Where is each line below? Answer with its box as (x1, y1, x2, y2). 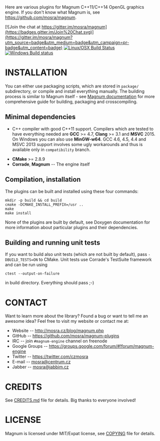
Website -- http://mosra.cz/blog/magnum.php (12, 328, 104, 334)
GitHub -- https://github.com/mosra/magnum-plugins (12, 333, 120, 339)
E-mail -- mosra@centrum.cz (12, 359, 71, 365)
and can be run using (5, 262, 48, 268)
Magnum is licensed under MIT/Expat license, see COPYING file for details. (5, 431, 156, 437)
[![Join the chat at (5, 24, 41, 30)
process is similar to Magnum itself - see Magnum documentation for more (5, 93, 155, 99)
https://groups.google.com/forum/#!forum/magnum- (48, 343, 154, 349)
